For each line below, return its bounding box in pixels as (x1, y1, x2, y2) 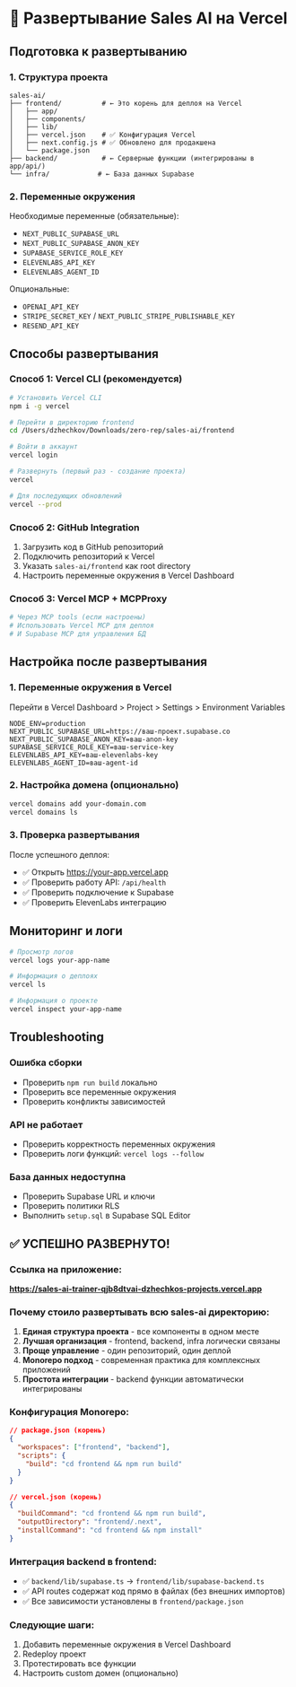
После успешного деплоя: (9, 849, 110, 860)
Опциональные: (9, 284, 70, 294)
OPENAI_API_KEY (22, 302, 80, 312)
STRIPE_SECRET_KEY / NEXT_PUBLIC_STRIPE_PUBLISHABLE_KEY (22, 310, 235, 321)
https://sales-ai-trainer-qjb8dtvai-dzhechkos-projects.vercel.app (9, 1283, 263, 1294)
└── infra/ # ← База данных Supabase (9, 170, 195, 179)
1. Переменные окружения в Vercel (9, 681, 172, 694)
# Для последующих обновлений (9, 491, 123, 501)
